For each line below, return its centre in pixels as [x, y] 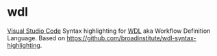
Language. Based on [36, 38]
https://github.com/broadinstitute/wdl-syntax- [131, 38]
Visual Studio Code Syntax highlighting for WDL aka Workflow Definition [109, 31]
